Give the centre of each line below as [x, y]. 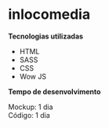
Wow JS [33, 76]
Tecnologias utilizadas [46, 36]
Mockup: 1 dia [31, 107]
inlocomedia [49, 15]
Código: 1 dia [29, 115]
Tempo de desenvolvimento [54, 91]
